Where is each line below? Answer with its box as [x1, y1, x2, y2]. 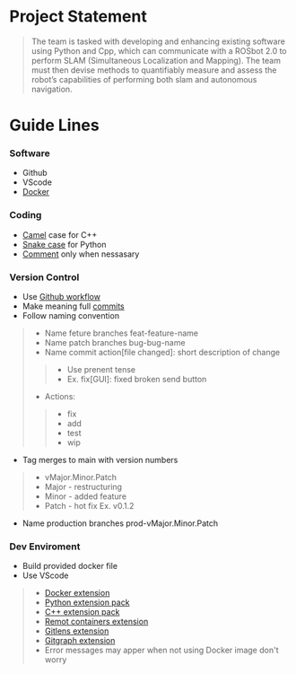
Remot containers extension [44, 617, 149, 627]
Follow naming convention [22, 311, 119, 321]
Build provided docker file [22, 561, 118, 572]
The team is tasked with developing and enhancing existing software [30, 36, 285, 47]
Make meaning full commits [22, 301, 125, 311]
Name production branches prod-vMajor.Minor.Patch [22, 518, 219, 529]
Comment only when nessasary [22, 249, 140, 259]
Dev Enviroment [9, 540, 81, 553]
